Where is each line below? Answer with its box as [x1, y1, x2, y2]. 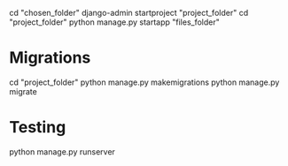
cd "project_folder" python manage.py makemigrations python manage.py [9, 77, 280, 87]
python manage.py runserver [9, 146, 115, 157]
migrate [9, 86, 37, 96]
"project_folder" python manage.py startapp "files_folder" [9, 17, 220, 27]
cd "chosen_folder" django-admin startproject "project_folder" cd [9, 8, 249, 18]
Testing [9, 117, 66, 138]
